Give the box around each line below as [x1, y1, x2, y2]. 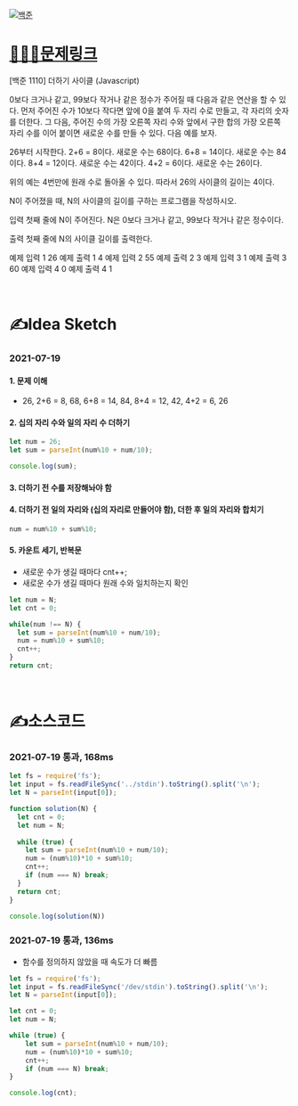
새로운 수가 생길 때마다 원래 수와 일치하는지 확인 [21, 578, 189, 588]
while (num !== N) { [9, 619, 82, 628]
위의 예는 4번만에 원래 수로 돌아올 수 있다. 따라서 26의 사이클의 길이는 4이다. [9, 176, 276, 187]
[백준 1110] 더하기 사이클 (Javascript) [9, 75, 140, 86]
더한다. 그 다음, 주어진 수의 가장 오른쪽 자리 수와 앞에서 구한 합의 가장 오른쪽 [18, 116, 282, 127]
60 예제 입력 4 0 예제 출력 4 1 [9, 263, 113, 274]
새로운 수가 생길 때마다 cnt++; [21, 566, 127, 577]
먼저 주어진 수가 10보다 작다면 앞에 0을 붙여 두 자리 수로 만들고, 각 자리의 [20, 105, 273, 116]
